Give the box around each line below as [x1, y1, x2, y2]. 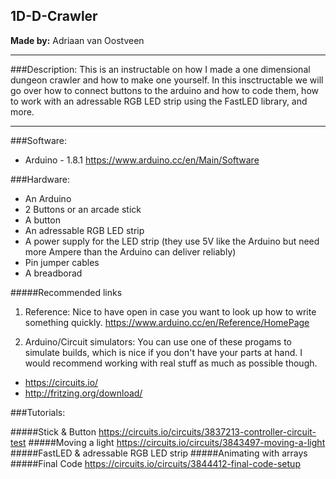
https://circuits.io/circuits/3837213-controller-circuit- [98, 425, 317, 438]
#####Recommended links [10, 286, 123, 298]
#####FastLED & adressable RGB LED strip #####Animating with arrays [10, 447, 308, 459]
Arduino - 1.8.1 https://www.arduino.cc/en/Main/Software [24, 154, 260, 166]
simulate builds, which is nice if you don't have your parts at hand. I [24, 346, 303, 358]
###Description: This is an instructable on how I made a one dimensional [10, 63, 311, 75]
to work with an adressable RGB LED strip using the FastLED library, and [10, 95, 308, 107]
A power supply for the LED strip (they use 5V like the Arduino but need [24, 235, 320, 247]
